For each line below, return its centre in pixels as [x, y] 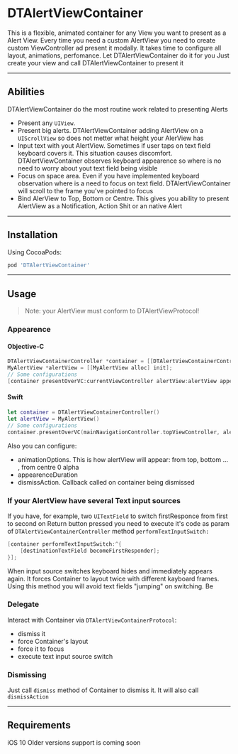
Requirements [39, 725]
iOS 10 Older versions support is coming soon [74, 742]
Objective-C [26, 346]
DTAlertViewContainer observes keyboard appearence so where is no [119, 161]
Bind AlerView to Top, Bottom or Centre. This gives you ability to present [123, 198]
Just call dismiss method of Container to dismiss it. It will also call [103, 690]
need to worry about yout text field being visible [87, 168]
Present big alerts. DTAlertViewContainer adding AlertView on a [110, 130]
